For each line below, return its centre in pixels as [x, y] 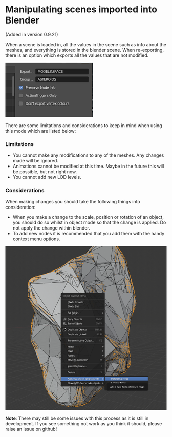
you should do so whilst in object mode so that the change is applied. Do [89, 222]
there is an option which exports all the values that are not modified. [77, 55]
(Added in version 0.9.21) [32, 34]
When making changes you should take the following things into [73, 201]
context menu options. [36, 239]
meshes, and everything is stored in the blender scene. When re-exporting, [84, 50]
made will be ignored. [36, 161]
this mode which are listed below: [41, 131]
